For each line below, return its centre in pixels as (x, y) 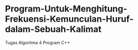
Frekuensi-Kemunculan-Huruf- (69, 19)
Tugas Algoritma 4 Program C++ (38, 42)
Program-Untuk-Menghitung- (66, 9)
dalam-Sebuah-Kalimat (53, 29)
